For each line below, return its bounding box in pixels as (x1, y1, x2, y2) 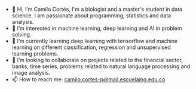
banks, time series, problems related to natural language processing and (11, 63, 191, 70)
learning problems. (11, 50, 59, 57)
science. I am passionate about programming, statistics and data (11, 12, 171, 19)
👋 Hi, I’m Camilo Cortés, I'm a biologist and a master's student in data (11, 6, 183, 13)
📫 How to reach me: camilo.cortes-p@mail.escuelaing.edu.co (11, 76, 166, 83)
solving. (11, 31, 32, 38)
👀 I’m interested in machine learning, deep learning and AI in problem (11, 24, 182, 32)
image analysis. (11, 69, 51, 76)
